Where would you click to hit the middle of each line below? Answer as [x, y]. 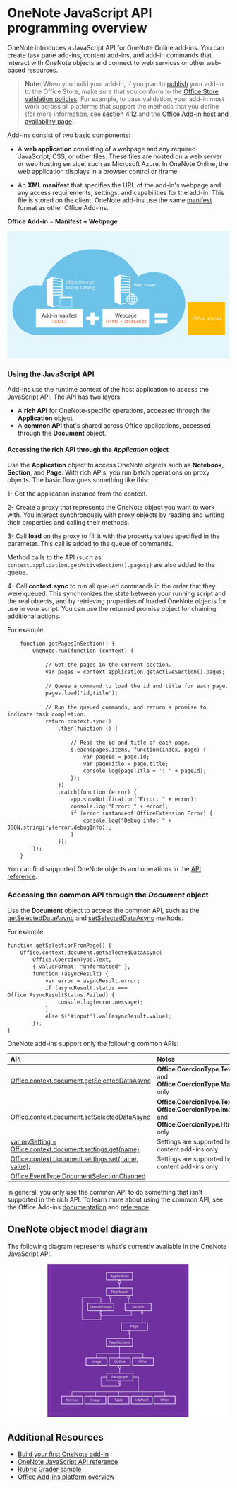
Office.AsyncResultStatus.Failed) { [61, 995]
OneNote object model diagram [78, 1230]
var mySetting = [34, 1141]
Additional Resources [55, 1437]
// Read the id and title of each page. [130, 743]
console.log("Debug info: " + [127, 821]
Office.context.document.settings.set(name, [74, 1159]
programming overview [77, 28]
